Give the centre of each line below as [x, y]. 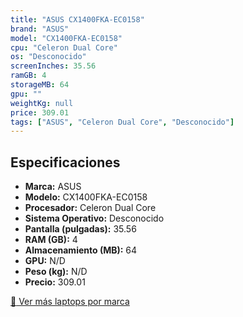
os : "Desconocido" [48, 57]
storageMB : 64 [40, 85]
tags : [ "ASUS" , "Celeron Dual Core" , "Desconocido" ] [122, 122]
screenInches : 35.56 [53, 66]
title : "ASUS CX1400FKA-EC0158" [77, 19]
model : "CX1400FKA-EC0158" [66, 38]
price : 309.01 [40, 112]
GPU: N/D [45, 261]
